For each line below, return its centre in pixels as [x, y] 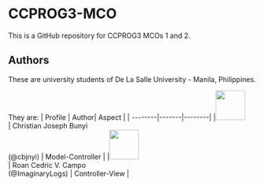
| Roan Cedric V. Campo [47, 165]
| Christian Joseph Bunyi [48, 125]
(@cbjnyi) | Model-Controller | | [59, 156]
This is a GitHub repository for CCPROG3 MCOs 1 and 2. [99, 35]
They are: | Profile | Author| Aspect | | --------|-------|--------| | [112, 117]
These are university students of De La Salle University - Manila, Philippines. [132, 79]
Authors [29, 60]
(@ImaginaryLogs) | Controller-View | [69, 173]
